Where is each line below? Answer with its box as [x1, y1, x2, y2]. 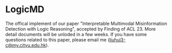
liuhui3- [109, 37, 126, 43]
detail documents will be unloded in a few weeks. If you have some [5, 31, 147, 37]
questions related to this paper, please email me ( [5, 37, 110, 43]
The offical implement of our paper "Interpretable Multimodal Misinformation [5, 20, 167, 26]
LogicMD [5, 4, 45, 15]
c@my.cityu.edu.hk [5, 42, 46, 48]
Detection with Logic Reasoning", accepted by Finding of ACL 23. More [5, 25, 156, 32]
